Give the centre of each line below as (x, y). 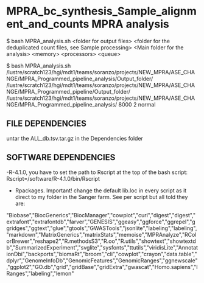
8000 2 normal (137, 104)
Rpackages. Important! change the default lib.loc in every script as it (101, 190)
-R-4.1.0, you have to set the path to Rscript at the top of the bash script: (97, 172)
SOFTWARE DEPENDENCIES (61, 157)
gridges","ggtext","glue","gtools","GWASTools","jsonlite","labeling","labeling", (102, 228)
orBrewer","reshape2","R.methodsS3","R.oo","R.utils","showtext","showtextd (101, 241)
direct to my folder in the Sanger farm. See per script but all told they (101, 197)
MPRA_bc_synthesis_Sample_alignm (101, 11)
